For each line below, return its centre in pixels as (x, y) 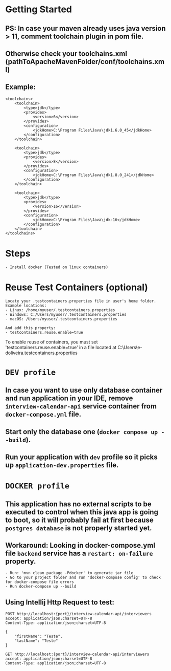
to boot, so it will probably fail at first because (80, 520)
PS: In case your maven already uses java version (86, 28)
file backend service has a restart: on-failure (79, 553)
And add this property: (31, 328)
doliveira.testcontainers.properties (41, 353)
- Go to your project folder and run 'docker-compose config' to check (83, 578)
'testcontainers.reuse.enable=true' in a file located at (61, 347)
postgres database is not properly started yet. (79, 528)
